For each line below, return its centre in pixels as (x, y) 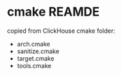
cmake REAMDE (54, 12)
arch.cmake (33, 44)
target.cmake (35, 58)
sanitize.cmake (38, 51)
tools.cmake (34, 65)
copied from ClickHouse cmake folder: (61, 31)
